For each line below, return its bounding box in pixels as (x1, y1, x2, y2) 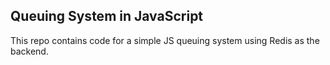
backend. (10, 45, 49, 57)
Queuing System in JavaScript (10, 8, 204, 25)
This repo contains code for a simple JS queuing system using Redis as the (10, 34, 320, 46)
